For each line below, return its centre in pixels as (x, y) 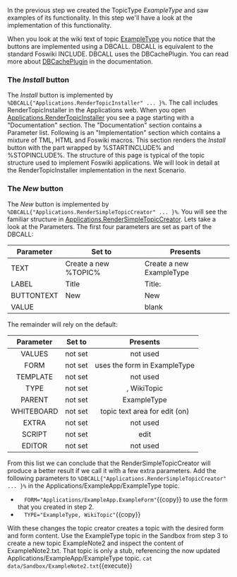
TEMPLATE (35, 376)
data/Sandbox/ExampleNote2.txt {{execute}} (70, 566)
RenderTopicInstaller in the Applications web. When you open (97, 110)
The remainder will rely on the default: (62, 324)
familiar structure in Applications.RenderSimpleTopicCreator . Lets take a (112, 219)
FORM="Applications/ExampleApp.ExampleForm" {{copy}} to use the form (126, 499)
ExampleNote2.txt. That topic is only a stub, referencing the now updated (114, 550)
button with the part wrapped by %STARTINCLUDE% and (91, 148)
